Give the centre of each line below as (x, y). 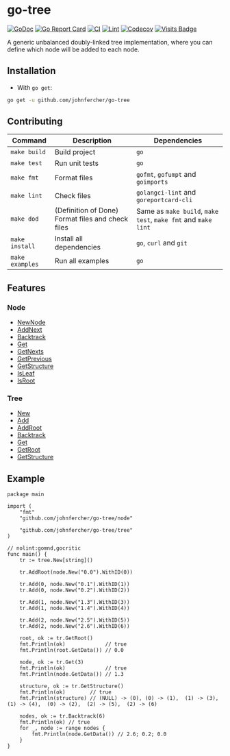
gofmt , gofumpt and (166, 175)
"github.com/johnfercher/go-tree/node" (76, 519)
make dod (25, 219)
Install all (69, 239)
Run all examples (82, 261)
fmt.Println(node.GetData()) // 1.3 (72, 674)
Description (92, 141)
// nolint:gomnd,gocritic (44, 548)
